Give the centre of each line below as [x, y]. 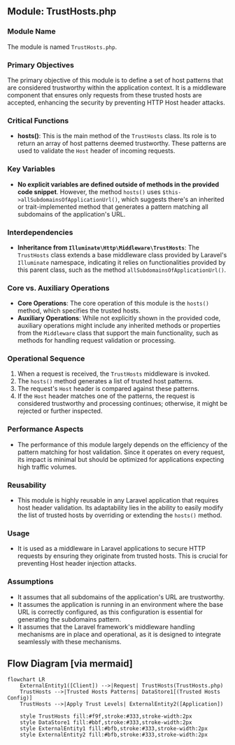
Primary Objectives [41, 64]
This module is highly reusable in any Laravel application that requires [118, 500]
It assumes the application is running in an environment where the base [120, 604]
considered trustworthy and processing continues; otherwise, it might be [122, 404]
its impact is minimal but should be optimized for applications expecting [121, 459]
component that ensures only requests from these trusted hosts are [105, 95]
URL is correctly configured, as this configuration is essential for [110, 612]
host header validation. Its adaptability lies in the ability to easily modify [120, 508]
